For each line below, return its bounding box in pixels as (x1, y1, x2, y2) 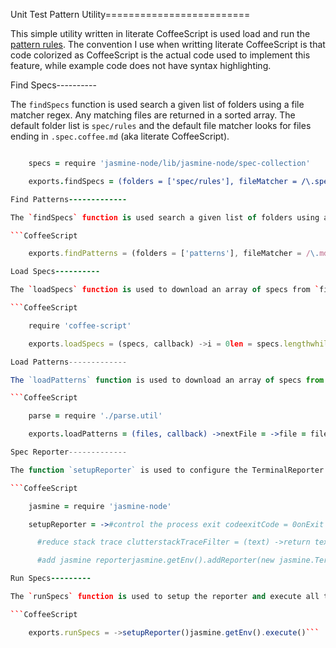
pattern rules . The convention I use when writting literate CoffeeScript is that (10, 39, 326, 50)
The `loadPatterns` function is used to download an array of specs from (10, 375, 325, 385)
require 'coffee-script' (28, 320, 132, 331)
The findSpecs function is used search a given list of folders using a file (10, 99, 305, 110)
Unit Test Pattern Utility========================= (10, 9, 251, 20)
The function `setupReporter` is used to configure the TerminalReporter (10, 465, 325, 475)
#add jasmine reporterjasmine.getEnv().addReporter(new (36, 555, 275, 566)
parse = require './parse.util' (28, 411, 163, 421)
